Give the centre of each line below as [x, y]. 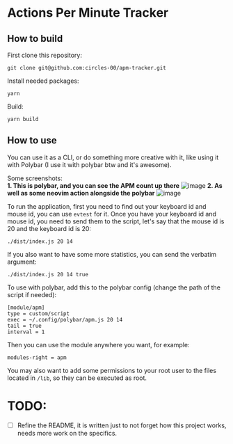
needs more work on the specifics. [67, 433]
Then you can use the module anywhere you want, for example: [98, 344]
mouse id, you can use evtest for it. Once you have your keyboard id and [112, 214]
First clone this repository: [45, 55]
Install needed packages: [43, 81]
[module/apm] [26, 308]
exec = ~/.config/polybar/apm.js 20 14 [65, 319]
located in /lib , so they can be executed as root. [77, 378]
